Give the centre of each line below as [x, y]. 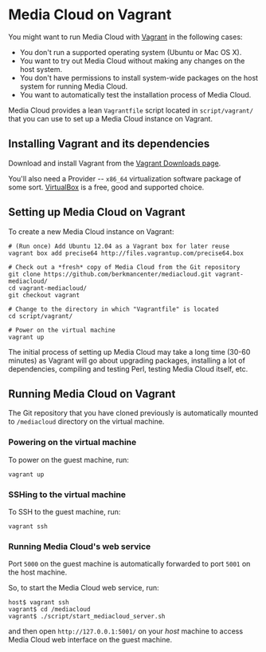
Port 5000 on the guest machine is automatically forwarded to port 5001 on [129, 564]
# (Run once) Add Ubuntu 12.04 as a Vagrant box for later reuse [119, 246]
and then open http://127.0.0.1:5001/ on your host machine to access [126, 631]
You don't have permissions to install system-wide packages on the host [139, 78]
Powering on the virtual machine [72, 443]
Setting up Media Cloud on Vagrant [97, 212]
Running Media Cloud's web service [80, 547]
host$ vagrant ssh [39, 602]
